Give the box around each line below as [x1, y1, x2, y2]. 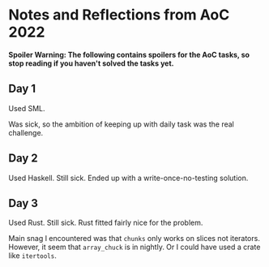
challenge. [8, 127, 44, 137]
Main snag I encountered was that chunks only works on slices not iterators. [8, 234, 261, 243]
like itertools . [8, 251, 57, 261]
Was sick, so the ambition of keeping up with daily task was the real [8, 119, 235, 129]
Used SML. [8, 103, 46, 113]
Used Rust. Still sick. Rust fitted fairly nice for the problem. [8, 217, 203, 228]
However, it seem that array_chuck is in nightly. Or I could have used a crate [8, 242, 261, 252]
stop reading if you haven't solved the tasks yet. [8, 58, 174, 68]
